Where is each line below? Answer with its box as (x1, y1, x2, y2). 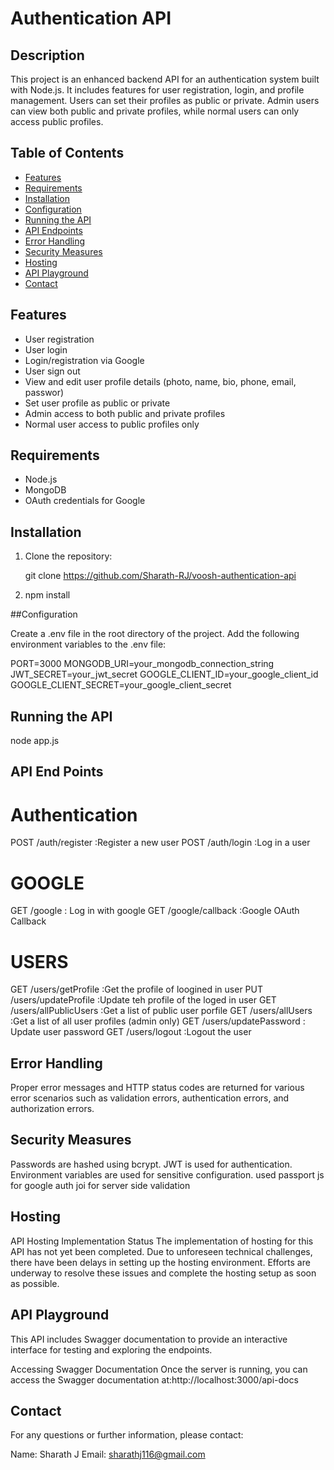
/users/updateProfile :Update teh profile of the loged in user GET (10, 994, 277, 1006)
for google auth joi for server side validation (10, 1179, 191, 1191)
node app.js (10, 735, 60, 747)
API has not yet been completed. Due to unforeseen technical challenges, (10, 1245, 313, 1257)
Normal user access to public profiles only (24, 418, 200, 430)
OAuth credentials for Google (24, 495, 146, 507)
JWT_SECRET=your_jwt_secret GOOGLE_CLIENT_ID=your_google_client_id (10, 668, 319, 681)
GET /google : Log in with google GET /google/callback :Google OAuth (10, 905, 300, 917)
